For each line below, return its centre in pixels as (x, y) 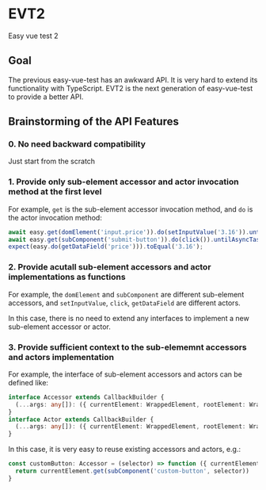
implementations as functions (67, 277)
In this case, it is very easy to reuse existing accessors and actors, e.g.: (125, 450)
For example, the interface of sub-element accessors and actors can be (125, 374)
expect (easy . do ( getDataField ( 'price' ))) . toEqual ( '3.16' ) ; (106, 247)
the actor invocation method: (55, 217)
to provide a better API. (46, 97)
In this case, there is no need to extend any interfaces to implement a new (129, 318)
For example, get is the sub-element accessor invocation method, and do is (131, 209)
